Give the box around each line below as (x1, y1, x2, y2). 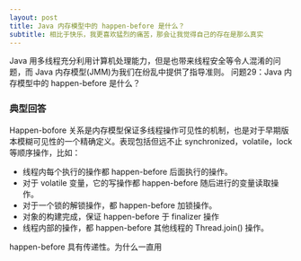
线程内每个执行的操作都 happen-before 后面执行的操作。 (22, 166, 233, 177)
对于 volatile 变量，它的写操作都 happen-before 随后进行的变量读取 (22, 177, 271, 188)
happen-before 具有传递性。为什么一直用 (9, 241, 163, 252)
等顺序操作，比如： (9, 147, 81, 158)
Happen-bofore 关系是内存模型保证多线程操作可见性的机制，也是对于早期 (9, 125, 281, 135)
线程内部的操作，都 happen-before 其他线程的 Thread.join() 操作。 (22, 222, 270, 233)
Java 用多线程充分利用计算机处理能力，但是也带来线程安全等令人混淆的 (9, 56, 274, 66)
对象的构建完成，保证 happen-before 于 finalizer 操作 (22, 211, 220, 222)
